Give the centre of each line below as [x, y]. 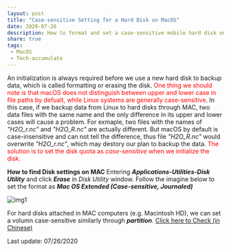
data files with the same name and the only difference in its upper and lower [115, 114]
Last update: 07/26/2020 [43, 241]
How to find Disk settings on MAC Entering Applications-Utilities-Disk [109, 171]
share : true [24, 39]
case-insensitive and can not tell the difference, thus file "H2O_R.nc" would [114, 136]
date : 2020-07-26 [32, 26]
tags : [15, 45]
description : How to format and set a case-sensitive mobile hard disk [112, 33]
